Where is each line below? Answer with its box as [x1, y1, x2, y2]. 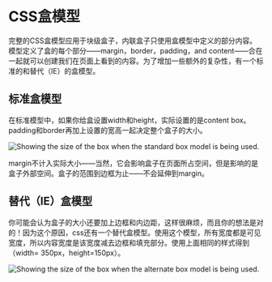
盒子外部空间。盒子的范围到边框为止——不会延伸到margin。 [8, 168, 209, 178]
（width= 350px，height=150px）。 [8, 248, 125, 258]
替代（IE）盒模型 [8, 194, 93, 208]
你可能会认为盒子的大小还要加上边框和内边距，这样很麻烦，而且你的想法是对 [8, 217, 264, 227]
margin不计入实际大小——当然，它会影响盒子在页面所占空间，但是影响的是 [8, 158, 259, 168]
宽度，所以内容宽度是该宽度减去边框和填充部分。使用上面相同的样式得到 [8, 237, 249, 247]
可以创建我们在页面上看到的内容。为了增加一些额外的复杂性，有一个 [29, 56, 257, 66]
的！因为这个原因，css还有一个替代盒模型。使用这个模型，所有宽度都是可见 [8, 228, 261, 237]
